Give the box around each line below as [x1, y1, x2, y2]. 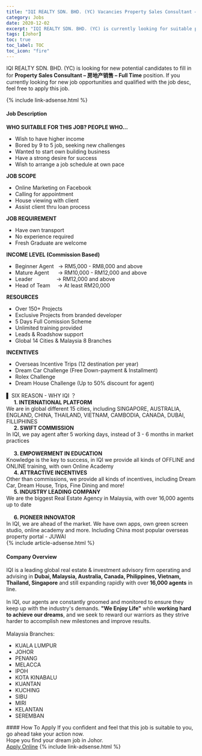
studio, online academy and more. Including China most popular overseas [6, 526, 189, 533]
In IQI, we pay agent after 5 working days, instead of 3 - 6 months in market [6, 431, 194, 438]
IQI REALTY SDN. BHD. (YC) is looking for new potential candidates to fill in [6, 64, 192, 72]
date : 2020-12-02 [6, 20, 50, 26]
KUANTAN [14, 680, 41, 687]
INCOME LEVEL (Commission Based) [6, 251, 100, 258]
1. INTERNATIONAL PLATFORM [13, 398, 93, 406]
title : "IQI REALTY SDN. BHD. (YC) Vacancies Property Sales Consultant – [6, 8, 198, 15]
